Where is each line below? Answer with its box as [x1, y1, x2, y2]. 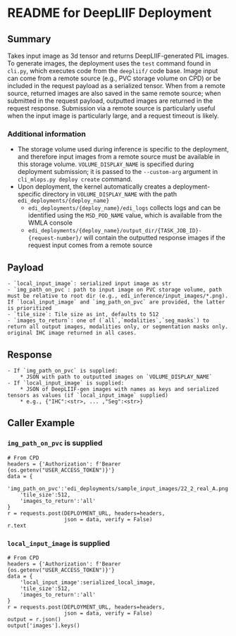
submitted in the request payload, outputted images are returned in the [7, 96, 213, 105]
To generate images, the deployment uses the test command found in [7, 59, 211, 68]
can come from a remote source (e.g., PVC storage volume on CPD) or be [7, 74, 221, 82]
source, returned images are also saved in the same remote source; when [7, 89, 221, 97]
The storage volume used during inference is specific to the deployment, [17, 145, 229, 154]
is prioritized [7, 305, 52, 312]
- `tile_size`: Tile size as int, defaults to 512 [7, 311, 159, 318]
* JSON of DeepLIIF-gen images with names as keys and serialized [20, 385, 219, 392]
